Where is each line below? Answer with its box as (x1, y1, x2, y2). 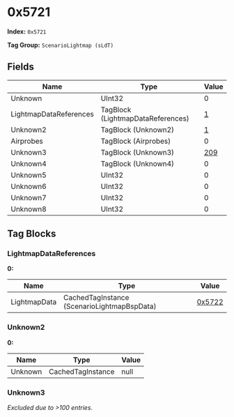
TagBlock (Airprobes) (100, 136, 171, 146)
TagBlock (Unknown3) (100, 147, 175, 157)
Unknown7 (10, 192, 47, 202)
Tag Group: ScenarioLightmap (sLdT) (7, 40, 114, 49)
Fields (7, 61, 35, 73)
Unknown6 (10, 181, 47, 191)
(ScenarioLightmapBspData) (63, 301, 157, 311)
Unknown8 (10, 204, 47, 213)
